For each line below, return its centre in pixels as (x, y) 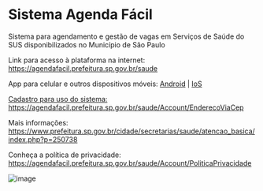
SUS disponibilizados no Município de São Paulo (87, 44)
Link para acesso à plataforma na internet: (77, 60)
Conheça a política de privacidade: (65, 155)
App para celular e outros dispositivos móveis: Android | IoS (105, 84)
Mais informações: (38, 122)
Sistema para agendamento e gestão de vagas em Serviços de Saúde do (126, 36)
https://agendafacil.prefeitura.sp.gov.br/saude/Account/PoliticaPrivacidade (130, 163)
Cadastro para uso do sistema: (58, 99)
